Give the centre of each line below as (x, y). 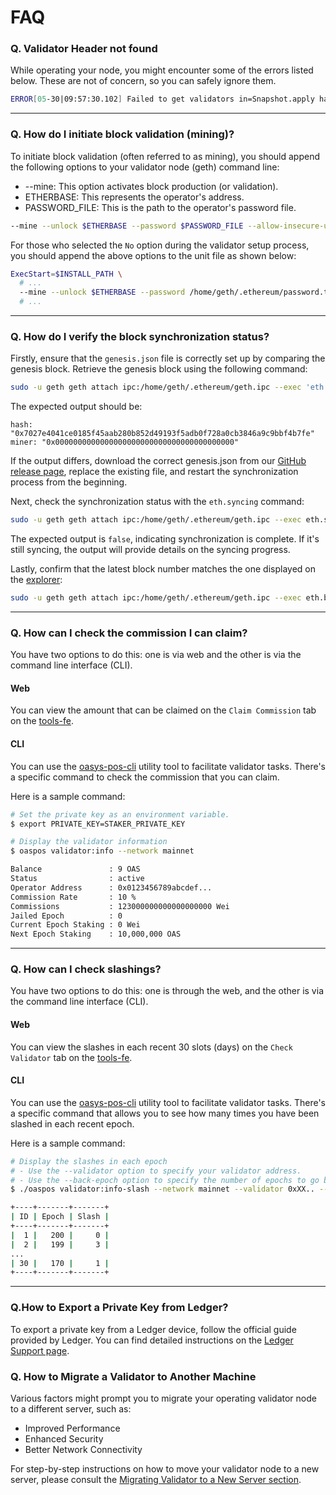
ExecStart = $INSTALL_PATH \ (66, 274)
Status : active (77, 879)
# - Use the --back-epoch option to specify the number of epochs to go (165, 1180)
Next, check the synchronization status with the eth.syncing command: (157, 502)
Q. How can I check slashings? (86, 969)
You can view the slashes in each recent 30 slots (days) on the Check (151, 1047)
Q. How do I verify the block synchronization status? (140, 336)
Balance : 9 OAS (75, 869)
